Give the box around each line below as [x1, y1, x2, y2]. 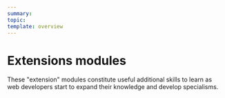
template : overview [7, 23, 63, 30]
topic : [7, 17, 26, 23]
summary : [7, 10, 32, 17]
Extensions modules [7, 52, 126, 68]
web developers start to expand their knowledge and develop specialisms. [7, 83, 219, 91]
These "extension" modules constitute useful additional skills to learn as [7, 75, 213, 84]
